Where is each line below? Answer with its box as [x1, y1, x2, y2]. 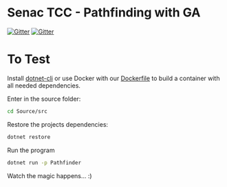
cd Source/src [7, 108, 48, 114]
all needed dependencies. [7, 81, 81, 90]
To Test [7, 51, 50, 67]
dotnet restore [7, 134, 51, 140]
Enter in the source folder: [7, 95, 81, 103]
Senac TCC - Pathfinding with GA [7, 5, 201, 21]
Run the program [7, 146, 55, 154]
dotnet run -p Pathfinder [7, 159, 81, 166]
